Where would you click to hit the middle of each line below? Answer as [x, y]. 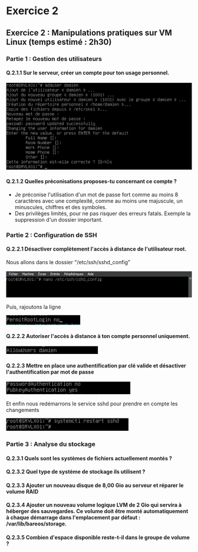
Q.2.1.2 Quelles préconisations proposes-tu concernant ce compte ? [91, 181]
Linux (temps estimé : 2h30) [59, 42]
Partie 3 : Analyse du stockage [51, 444]
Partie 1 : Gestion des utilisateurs [54, 59]
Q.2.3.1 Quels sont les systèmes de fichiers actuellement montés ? [89, 458]
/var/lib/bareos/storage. [36, 524]
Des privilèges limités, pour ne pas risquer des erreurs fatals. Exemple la [103, 213]
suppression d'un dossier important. [59, 219]
